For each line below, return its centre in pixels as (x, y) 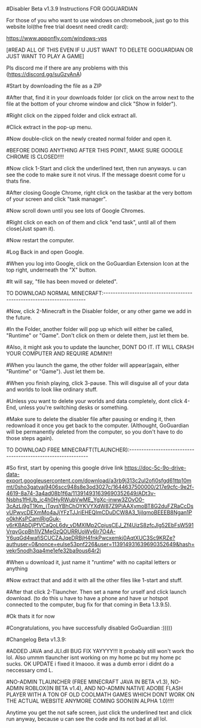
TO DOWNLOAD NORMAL (38, 293)
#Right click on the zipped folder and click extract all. (72, 115)
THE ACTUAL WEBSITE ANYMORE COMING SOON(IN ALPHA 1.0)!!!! (90, 701)
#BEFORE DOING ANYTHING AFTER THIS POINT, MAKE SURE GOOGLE (95, 150)
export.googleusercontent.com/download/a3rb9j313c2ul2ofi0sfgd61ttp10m (99, 480)
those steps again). (30, 438)
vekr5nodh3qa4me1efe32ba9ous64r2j (54, 550)
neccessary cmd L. (30, 670)
